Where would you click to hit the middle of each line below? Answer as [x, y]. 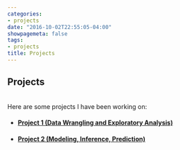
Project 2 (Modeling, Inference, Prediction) [82, 139]
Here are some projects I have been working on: [77, 106]
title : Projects [31, 54]
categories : [25, 14]
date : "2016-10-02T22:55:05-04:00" [60, 27]
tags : [15, 40]
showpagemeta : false [38, 34]
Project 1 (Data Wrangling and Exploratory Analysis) [95, 123]
